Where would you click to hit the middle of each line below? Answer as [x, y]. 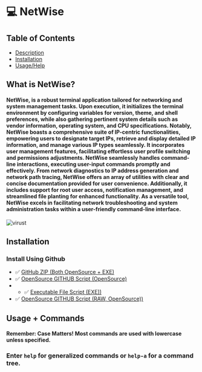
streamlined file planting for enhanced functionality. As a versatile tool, [98, 196]
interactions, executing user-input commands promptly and [93, 164]
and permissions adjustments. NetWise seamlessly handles [83, 157]
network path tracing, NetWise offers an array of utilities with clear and [98, 177]
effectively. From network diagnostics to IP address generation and [93, 171]
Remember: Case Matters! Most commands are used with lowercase [94, 334]
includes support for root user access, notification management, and [95, 190]
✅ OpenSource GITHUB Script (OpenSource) [71, 279]
